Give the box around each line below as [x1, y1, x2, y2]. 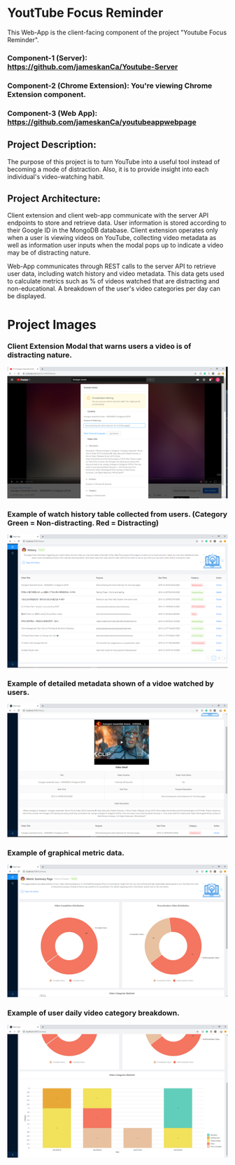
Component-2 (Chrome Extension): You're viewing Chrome [7, 81, 213, 91]
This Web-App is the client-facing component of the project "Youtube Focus [7, 28, 227, 36]
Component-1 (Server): [7, 53, 87, 62]
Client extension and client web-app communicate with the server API [7, 211, 209, 220]
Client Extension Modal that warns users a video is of [7, 342, 192, 352]
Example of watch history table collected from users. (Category [7, 509, 228, 519]
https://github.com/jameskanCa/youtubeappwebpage [7, 117, 197, 127]
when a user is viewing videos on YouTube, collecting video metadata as [7, 234, 217, 242]
